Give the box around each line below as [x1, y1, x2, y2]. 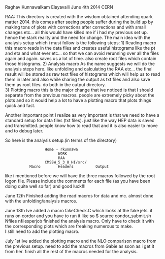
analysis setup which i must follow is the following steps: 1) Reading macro [5, 40, 157, 46]
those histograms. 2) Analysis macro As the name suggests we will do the [5, 61, 155, 66]
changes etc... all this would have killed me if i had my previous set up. [5, 30, 148, 35]
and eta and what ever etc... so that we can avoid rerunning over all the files [5, 50, 159, 56]
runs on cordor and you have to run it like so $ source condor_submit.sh [5, 213, 151, 219]
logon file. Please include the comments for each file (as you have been [5, 178, 151, 184]
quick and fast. [5, 103, 35, 108]
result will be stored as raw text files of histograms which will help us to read [5, 71, 161, 77]
